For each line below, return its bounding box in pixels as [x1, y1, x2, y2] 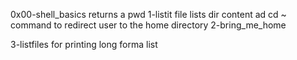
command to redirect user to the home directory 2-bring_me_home [10, 19, 287, 31]
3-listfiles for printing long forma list [10, 39, 158, 50]
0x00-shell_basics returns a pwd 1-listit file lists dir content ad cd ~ [10, 9, 287, 20]
